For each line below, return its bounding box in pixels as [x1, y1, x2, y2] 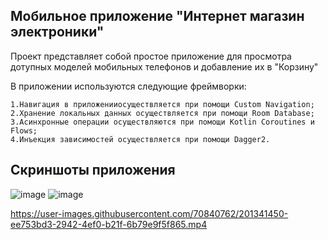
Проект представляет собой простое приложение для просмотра [10, 50, 292, 62]
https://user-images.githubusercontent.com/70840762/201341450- [10, 207, 289, 219]
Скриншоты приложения [10, 162, 176, 179]
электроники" [10, 24, 105, 41]
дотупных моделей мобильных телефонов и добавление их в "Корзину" [10, 60, 319, 73]
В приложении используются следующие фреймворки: [10, 80, 247, 92]
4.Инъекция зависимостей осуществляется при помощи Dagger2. [10, 134, 271, 144]
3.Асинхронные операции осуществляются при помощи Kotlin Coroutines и [10, 117, 315, 127]
